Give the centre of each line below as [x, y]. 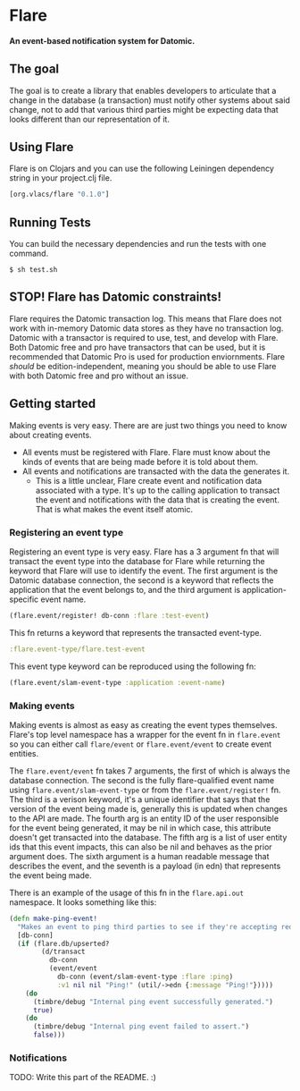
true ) [43, 1010]
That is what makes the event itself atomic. [114, 509]
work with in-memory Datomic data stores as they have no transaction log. [146, 328]
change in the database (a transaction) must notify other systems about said [150, 100]
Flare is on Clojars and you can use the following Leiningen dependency [142, 169]
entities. [24, 753]
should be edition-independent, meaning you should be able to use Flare [143, 366]
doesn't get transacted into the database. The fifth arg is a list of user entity [148, 837]
